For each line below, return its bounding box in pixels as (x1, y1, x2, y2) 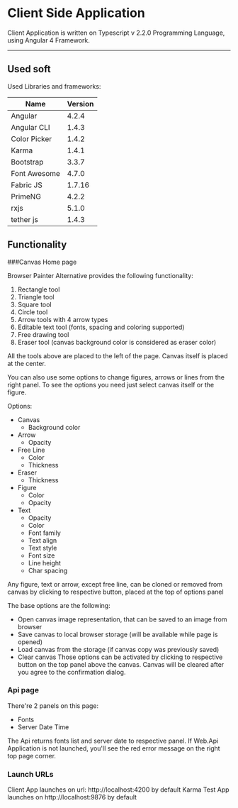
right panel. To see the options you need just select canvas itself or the (7, 380, 215, 389)
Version (67, 99, 94, 109)
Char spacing (28, 566, 68, 575)
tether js (11, 214, 39, 224)
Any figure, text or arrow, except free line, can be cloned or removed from (7, 580, 223, 588)
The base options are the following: (7, 601, 111, 609)
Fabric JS (11, 179, 42, 189)
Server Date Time (17, 722, 69, 731)
